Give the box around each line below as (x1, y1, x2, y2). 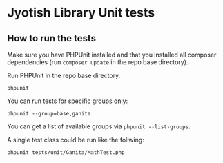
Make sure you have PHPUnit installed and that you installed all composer (7, 50, 217, 59)
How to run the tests (7, 32, 97, 44)
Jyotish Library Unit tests (7, 5, 155, 21)
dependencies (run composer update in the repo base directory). (7, 58, 188, 66)
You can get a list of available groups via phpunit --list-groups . (7, 122, 191, 131)
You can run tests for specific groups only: (7, 97, 128, 105)
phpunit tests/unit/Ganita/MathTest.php (7, 149, 126, 156)
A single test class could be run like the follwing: (7, 136, 145, 144)
